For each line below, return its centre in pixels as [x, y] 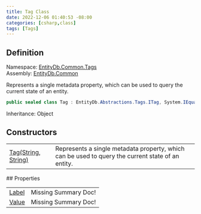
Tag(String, [25, 152]
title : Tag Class [28, 12]
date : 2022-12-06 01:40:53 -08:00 [49, 17]
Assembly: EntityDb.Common [42, 74]
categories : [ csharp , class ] [41, 23]
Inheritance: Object [30, 114]
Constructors [32, 132]
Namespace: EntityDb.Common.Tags [51, 67]
